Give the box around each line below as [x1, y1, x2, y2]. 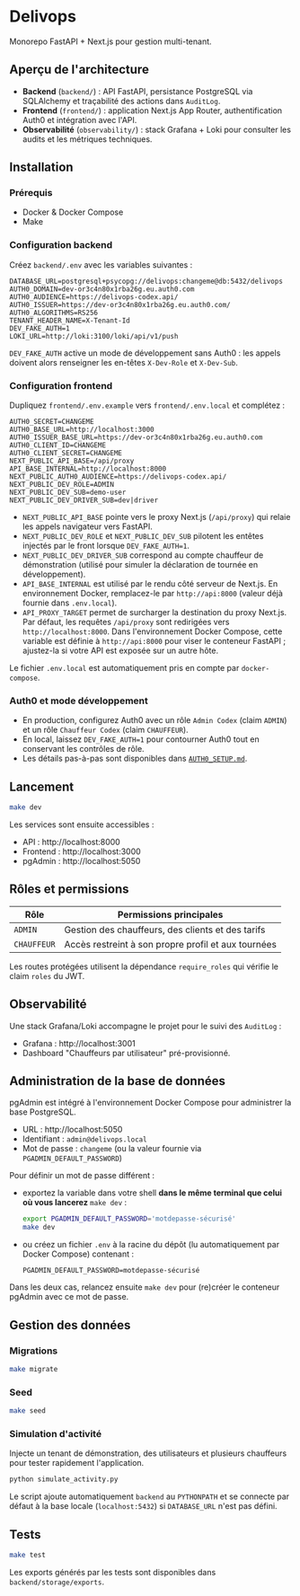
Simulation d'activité [9, 1427, 101, 1440]
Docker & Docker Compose [22, 207, 124, 217]
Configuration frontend [9, 379, 113, 392]
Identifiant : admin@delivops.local [22, 1133, 147, 1144]
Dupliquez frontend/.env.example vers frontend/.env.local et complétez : [9, 400, 286, 410]
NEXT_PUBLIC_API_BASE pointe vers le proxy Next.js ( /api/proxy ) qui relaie [22, 512, 291, 523]
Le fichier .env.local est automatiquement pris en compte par [9, 663, 240, 674]
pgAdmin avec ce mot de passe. [9, 1292, 129, 1302]
